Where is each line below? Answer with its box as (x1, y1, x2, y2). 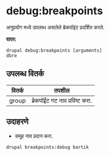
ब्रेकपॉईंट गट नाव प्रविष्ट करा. (32, 96, 92, 104)
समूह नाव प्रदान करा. (14, 132, 54, 139)
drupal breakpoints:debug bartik (6, 144, 89, 150)
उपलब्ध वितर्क (6, 69, 45, 79)
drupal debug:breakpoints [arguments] (6, 47, 102, 53)
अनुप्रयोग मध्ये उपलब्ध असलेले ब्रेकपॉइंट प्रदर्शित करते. (6, 24, 105, 31)
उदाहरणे (6, 117, 29, 127)
